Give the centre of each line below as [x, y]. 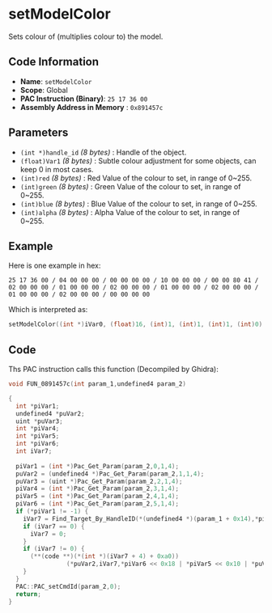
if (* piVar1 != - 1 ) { [52, 512]
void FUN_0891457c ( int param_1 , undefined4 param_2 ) [97, 384]
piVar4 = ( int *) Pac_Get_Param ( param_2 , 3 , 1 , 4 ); [98, 489]
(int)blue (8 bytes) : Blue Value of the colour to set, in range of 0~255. [138, 204]
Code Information [54, 62]
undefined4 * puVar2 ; [50, 413]
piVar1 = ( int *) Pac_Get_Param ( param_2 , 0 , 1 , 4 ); [98, 466]
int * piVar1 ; [38, 406]
